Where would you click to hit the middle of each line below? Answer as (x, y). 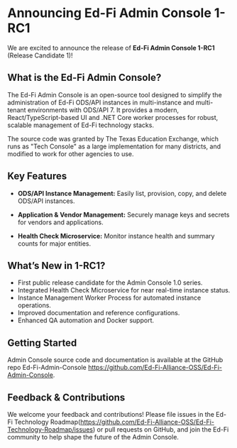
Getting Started (42, 343)
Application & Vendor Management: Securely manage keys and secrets (123, 214)
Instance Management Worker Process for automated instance (109, 298)
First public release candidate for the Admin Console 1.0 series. (110, 283)
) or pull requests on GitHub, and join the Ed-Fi (161, 430)
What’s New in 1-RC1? (56, 265)
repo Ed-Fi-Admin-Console (47, 368)
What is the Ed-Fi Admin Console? (84, 78)
